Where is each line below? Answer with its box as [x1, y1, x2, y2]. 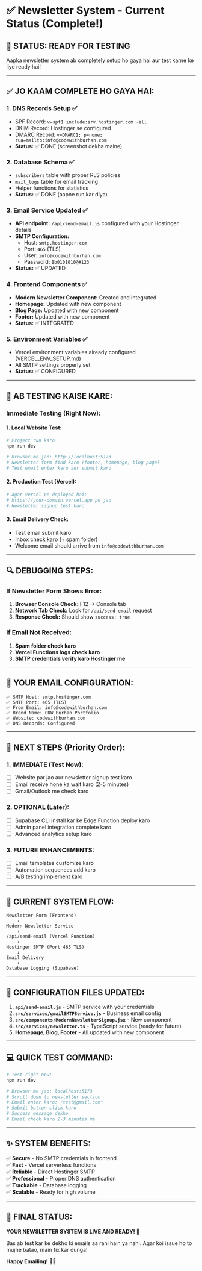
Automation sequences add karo [14, 866, 96, 873]
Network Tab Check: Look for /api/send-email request [14, 607, 152, 614]
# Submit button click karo [6, 1105, 77, 1111]
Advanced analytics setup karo [14, 830, 92, 837]
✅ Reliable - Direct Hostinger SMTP [6, 1168, 95, 1175]
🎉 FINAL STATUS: [6, 1212, 73, 1222]
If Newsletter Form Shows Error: [6, 587, 102, 595]
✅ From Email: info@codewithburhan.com [6, 704, 107, 711]
